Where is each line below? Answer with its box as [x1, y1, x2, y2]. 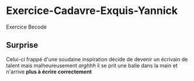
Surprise [6, 40, 39, 50]
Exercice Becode [6, 23, 47, 30]
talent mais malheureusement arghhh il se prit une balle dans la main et [6, 62, 178, 69]
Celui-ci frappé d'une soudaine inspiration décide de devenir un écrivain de [6, 55, 188, 62]
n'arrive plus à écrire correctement [6, 68, 92, 75]
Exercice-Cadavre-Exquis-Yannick [6, 4, 178, 17]
